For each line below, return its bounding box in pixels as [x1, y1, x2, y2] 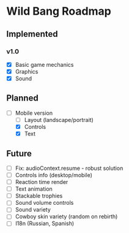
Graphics [15, 67, 39, 75]
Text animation [15, 185, 53, 193]
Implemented [6, 29, 58, 39]
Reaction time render [15, 178, 68, 186]
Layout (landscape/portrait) [24, 116, 94, 123]
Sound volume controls [15, 199, 74, 207]
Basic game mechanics [15, 61, 74, 68]
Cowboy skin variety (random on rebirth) [15, 213, 118, 220]
